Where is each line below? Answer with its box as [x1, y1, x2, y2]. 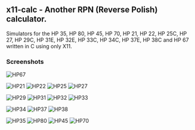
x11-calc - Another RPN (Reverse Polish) [6, 5, 158, 15]
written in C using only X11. [6, 42, 73, 49]
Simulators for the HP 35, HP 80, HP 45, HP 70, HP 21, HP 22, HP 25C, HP [6, 30, 187, 37]
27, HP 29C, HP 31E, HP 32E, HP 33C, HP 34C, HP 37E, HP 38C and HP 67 [6, 36, 189, 44]
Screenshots [6, 57, 44, 66]
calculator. [6, 14, 47, 24]
